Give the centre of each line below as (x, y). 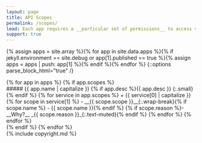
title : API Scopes (29, 17)
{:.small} (183, 89)
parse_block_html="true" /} (40, 71)
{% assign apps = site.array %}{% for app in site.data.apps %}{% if (90, 51)
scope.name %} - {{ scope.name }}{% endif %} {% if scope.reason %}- (95, 108)
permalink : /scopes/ (32, 23)
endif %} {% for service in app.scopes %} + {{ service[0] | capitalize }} (103, 95)
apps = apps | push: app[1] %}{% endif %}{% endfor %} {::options (89, 65)
